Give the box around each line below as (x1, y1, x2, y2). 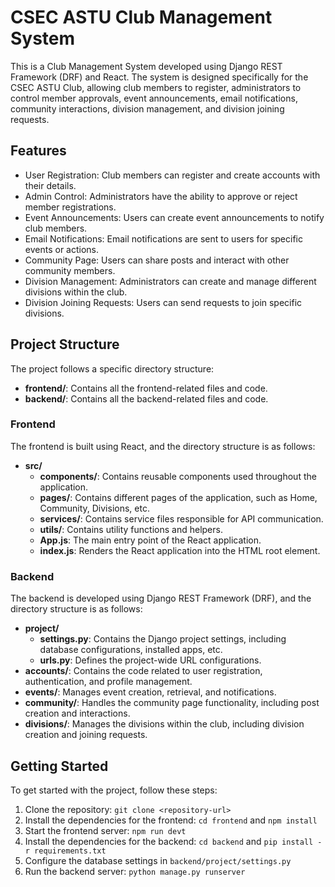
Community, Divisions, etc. (39, 502, 150, 514)
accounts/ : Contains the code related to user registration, (24, 665, 263, 677)
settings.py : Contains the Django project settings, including (39, 633, 287, 645)
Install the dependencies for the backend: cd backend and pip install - (24, 835, 323, 847)
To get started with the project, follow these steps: (10, 784, 218, 796)
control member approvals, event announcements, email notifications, (10, 92, 298, 104)
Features (10, 142, 67, 160)
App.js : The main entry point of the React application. (39, 534, 262, 546)
